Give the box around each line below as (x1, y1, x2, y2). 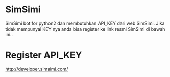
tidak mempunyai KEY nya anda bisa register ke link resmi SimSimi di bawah (5, 25, 165, 32)
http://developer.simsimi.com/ (5, 66, 68, 72)
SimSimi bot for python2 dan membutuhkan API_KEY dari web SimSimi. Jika (5, 20, 165, 27)
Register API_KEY (5, 49, 82, 61)
